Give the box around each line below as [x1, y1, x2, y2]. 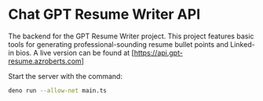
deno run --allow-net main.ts [8, 86, 108, 95]
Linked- [230, 39, 255, 49]
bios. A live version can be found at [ [15, 48, 135, 57]
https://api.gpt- [133, 48, 183, 57]
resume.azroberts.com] [8, 56, 85, 66]
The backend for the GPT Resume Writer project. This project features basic [8, 31, 254, 41]
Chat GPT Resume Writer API [8, 5, 201, 23]
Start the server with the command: [8, 71, 123, 81]
